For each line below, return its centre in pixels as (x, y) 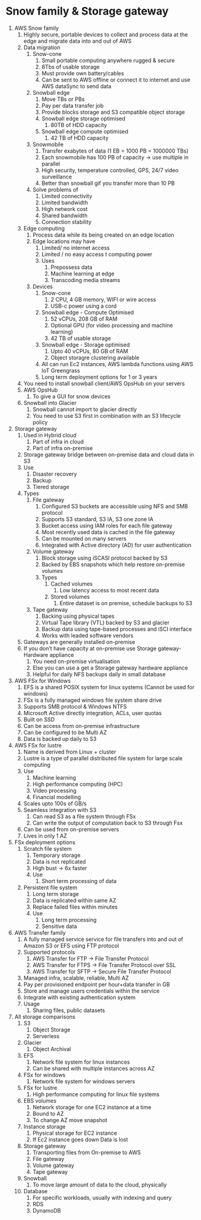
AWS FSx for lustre (38, 745)
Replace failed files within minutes (75, 907)
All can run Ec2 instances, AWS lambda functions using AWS (117, 364)
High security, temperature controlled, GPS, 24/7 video (110, 170)
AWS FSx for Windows (42, 681)
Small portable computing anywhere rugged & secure (108, 60)
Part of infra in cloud (58, 442)
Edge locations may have (64, 241)
